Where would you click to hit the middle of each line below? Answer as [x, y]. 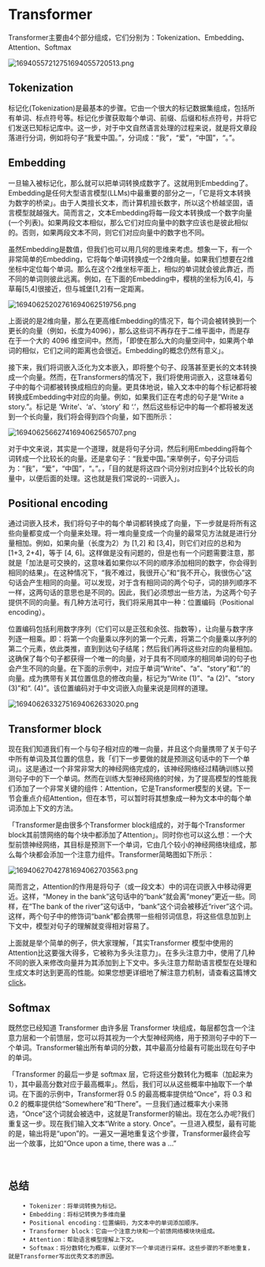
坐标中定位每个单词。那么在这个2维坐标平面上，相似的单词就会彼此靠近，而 [131, 269]
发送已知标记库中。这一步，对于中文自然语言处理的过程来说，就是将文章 [132, 127]
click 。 [19, 983]
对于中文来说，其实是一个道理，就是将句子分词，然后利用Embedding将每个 [130, 449]
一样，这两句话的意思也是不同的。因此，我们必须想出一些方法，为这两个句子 [132, 592]
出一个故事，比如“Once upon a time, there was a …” [92, 1143]
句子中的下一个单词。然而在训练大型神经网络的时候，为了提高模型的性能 [132, 779]
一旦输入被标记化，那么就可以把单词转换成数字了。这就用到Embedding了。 [130, 182]
